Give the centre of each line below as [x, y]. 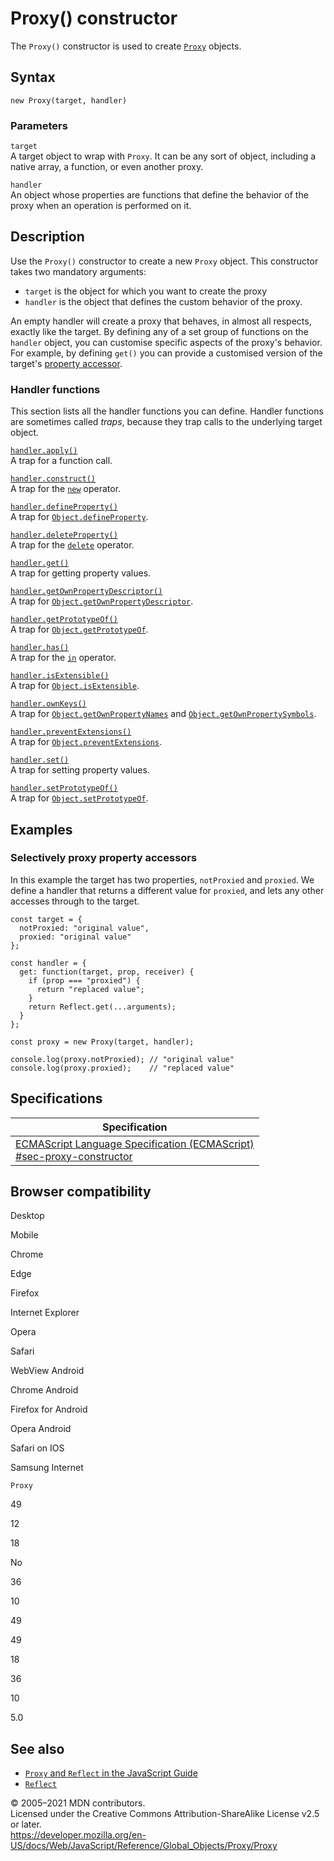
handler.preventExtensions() [71, 732]
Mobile [24, 1235]
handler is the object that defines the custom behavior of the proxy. [163, 301]
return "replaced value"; [90, 989]
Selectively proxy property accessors [104, 858]
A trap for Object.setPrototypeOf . [79, 798]
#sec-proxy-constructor [74, 1156]
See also [37, 1748]
